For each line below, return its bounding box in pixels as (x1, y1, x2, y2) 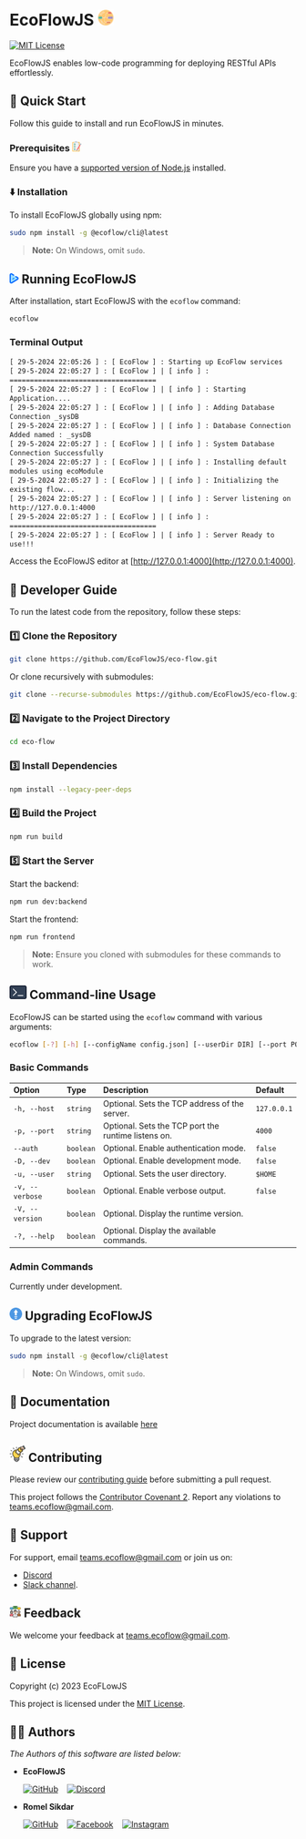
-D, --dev (13, 1157, 51, 1166)
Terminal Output (9, 335, 84, 348)
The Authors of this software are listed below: (9, 1749, 181, 1760)
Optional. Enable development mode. (103, 1155, 241, 1166)
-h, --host (13, 1105, 55, 1114)
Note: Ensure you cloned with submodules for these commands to (31, 948, 281, 960)
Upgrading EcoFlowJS (24, 1308, 153, 1324)
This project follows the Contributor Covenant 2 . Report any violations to (9, 1492, 281, 1503)
